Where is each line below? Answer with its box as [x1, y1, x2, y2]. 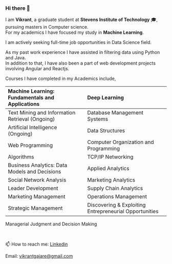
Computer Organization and [87, 138, 154, 146]
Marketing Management [8, 193, 66, 200]
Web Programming [8, 142, 53, 149]
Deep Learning [87, 94, 124, 101]
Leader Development [8, 185, 58, 192]
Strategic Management [8, 205, 63, 212]
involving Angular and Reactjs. [5, 66, 70, 72]
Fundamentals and [8, 94, 55, 101]
